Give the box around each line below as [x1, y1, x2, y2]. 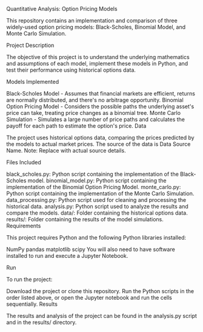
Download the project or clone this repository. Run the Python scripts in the [6, 288, 195, 294]
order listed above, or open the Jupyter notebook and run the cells [6, 294, 173, 301]
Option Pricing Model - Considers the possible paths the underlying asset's [6, 103, 195, 110]
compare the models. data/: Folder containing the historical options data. [6, 209, 188, 216]
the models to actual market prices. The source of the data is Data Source [6, 140, 191, 148]
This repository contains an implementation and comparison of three [6, 17, 178, 24]
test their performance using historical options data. [6, 66, 136, 74]
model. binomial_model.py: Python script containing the [27, 177, 167, 184]
